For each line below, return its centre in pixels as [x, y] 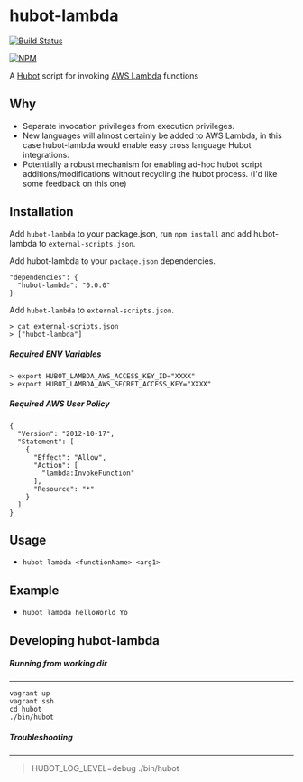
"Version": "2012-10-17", [66, 433]
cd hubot [26, 710]
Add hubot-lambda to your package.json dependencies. [113, 261]
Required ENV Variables [55, 354]
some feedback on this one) [74, 183]
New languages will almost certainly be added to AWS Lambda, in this [152, 135]
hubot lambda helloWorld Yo [75, 613]
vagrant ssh [32, 702]
